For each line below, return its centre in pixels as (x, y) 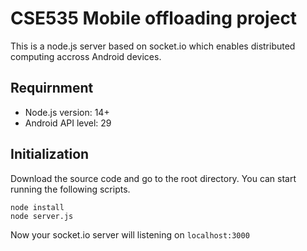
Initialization (50, 154)
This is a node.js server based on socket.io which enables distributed (153, 46)
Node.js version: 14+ (67, 112)
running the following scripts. (70, 189)
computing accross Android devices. (86, 56)
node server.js (42, 216)
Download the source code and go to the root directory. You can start (153, 178)
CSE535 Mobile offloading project (154, 18)
